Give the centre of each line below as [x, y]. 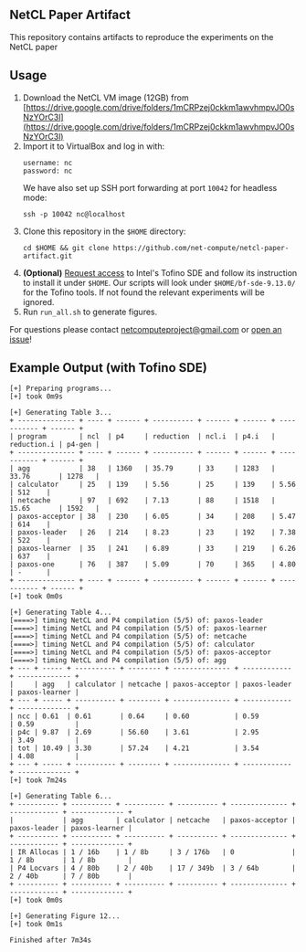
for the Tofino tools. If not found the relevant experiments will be [143, 292]
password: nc [47, 171]
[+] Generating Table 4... [61, 613]
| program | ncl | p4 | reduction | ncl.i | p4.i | [142, 437]
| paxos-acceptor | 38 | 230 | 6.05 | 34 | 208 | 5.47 [153, 517]
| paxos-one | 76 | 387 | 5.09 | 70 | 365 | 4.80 [153, 565]
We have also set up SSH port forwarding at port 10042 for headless [150, 187]
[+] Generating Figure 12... [65, 916]
